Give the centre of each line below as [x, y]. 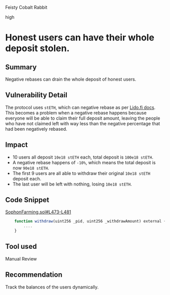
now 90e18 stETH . [31, 168]
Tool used [21, 247]
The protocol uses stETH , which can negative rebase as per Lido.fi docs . [80, 107]
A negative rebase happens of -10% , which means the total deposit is [84, 162]
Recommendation [34, 275]
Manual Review [21, 259]
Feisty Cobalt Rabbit [26, 7]
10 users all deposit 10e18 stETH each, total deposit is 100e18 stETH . [83, 157]
